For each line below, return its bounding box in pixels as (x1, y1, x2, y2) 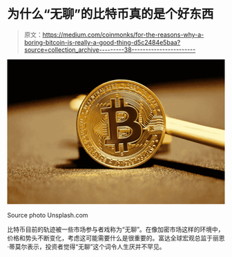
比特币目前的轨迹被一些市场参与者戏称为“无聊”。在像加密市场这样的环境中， (7, 225, 224, 234)
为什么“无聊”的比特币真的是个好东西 (7, 6, 214, 22)
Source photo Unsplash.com (7, 211, 88, 219)
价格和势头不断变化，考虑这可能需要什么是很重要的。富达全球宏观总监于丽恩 (7, 234, 225, 242)
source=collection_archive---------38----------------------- (23, 46, 196, 54)
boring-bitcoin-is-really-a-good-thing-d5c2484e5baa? (23, 38, 181, 46)
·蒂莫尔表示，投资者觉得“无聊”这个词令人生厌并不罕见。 (7, 242, 166, 251)
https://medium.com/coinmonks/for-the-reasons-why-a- (42, 30, 204, 39)
